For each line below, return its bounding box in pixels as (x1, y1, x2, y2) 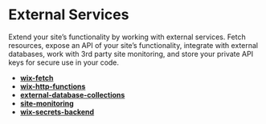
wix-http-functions (19, 82, 86, 91)
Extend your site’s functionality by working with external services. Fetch (8, 32, 247, 42)
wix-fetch (19, 73, 54, 82)
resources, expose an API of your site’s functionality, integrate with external (8, 40, 259, 50)
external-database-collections (19, 90, 125, 99)
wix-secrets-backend (19, 106, 95, 117)
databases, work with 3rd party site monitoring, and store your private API (8, 49, 254, 58)
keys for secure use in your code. (8, 58, 119, 67)
